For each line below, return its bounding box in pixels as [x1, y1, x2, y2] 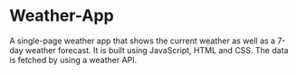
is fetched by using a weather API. [9, 54, 138, 65]
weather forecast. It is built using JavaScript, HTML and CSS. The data [25, 44, 289, 55]
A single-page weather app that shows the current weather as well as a [9, 35, 276, 46]
